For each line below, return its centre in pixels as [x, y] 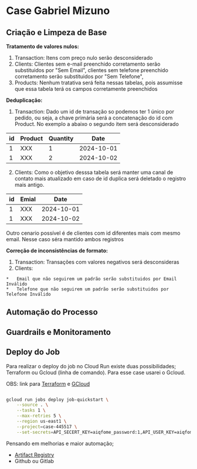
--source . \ [33, 405]
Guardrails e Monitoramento [59, 332]
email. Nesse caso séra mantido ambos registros [65, 239]
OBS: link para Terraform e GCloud [48, 384]
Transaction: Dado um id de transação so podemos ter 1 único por [94, 112]
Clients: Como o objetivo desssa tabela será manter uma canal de [94, 172]
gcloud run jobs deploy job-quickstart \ [57, 399]
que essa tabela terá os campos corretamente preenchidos [86, 89]
